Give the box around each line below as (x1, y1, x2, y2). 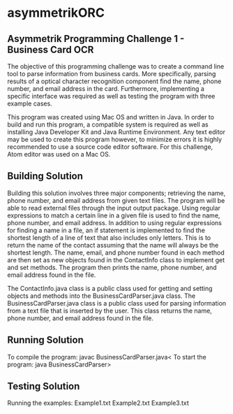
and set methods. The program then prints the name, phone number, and (7, 263, 218, 271)
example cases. (7, 99, 52, 108)
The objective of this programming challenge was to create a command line (7, 62, 225, 71)
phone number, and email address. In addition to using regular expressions (7, 218, 222, 227)
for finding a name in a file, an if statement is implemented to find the (7, 226, 206, 234)
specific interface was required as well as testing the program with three (7, 92, 216, 100)
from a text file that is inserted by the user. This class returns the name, (7, 306, 213, 315)
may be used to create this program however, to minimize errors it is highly (7, 135, 222, 143)
